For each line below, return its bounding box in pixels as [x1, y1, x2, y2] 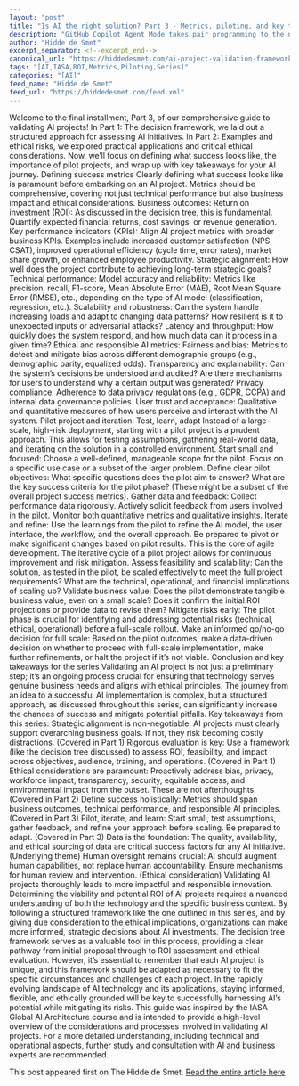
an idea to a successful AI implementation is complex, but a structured [9, 690, 268, 700]
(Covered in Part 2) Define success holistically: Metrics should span [9, 794, 258, 804]
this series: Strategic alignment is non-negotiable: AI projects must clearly [9, 718, 280, 729]
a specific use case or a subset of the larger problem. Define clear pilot [9, 462, 271, 473]
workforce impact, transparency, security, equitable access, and [9, 774, 246, 785]
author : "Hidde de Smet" [9, 37, 101, 47]
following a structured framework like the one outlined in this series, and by [9, 907, 286, 918]
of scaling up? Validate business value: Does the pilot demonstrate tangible [9, 585, 285, 596]
